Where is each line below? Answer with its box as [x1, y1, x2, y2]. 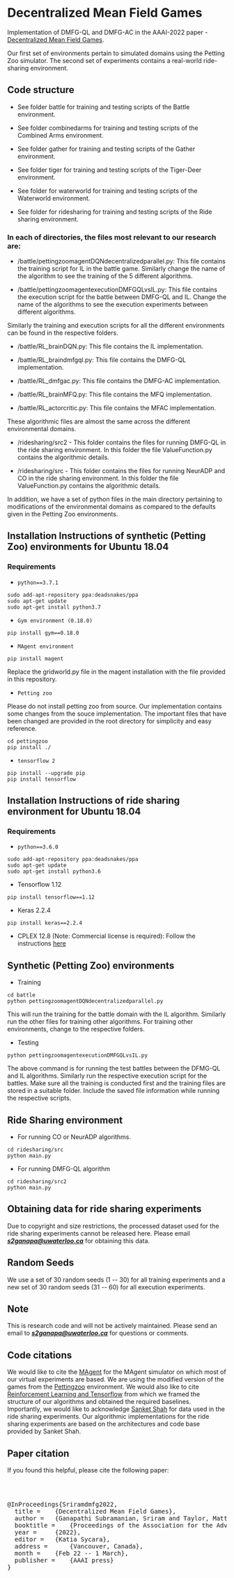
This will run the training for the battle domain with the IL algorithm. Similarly [7, 1010, 226, 1018]
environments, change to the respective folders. [7, 1025, 145, 1034]
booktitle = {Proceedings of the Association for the [14, 1521, 214, 1530]
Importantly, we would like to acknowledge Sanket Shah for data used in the [7, 1405, 225, 1413]
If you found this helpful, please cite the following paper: [7, 1466, 169, 1475]
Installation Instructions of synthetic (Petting [7, 530, 206, 542]
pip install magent [7, 655, 64, 662]
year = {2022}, [14, 1528, 81, 1537]
